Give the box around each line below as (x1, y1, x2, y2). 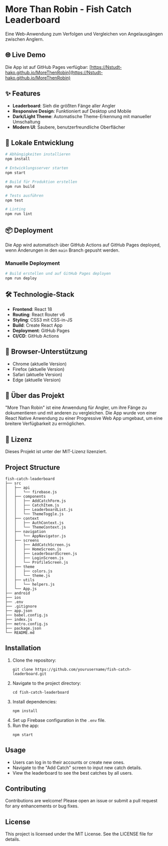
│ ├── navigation (5, 529, 46, 535)
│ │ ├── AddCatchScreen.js (5, 543, 71, 548)
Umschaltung (12, 119, 41, 125)
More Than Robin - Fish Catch (5, 4, 132, 15)
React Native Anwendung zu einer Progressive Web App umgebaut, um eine (5, 415, 163, 421)
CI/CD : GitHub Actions (12, 333, 59, 339)
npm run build (5, 184, 35, 189)
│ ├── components (5, 494, 46, 499)
